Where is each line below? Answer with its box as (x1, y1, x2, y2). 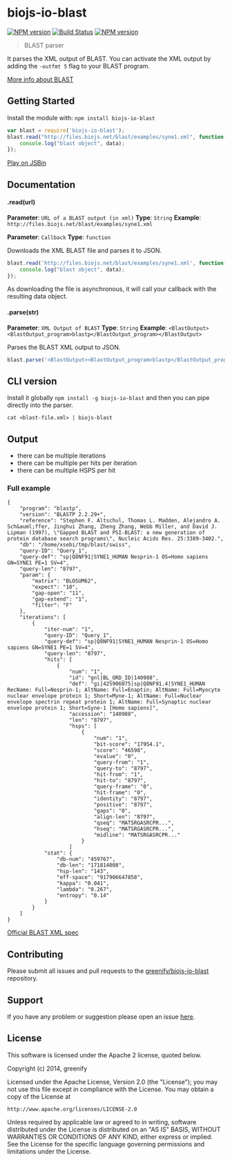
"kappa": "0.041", (56, 880, 110, 887)
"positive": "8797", (93, 802, 153, 809)
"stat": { (43, 850, 72, 857)
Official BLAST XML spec (7, 928, 79, 937)
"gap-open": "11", (32, 589, 85, 597)
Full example (7, 484, 50, 493)
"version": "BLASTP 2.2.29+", (19, 511, 107, 518)
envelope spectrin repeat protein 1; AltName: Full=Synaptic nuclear (7, 699, 212, 706)
